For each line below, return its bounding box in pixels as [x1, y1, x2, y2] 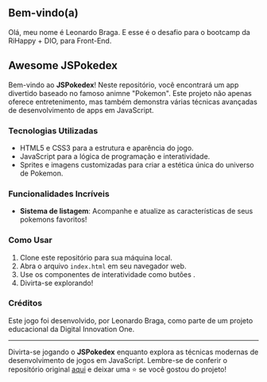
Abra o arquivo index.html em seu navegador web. [19, 261, 187, 271]
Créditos [8, 298, 42, 309]
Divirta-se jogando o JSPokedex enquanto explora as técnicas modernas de [8, 347, 259, 357]
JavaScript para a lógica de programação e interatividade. [19, 151, 211, 161]
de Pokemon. [19, 168, 64, 178]
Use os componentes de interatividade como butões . [19, 269, 196, 279]
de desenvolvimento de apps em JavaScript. [8, 105, 154, 114]
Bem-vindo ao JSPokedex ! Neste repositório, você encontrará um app [8, 79, 239, 90]
